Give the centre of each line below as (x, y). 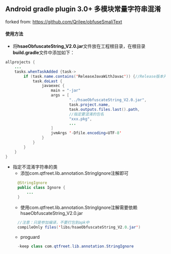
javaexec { (53, 86)
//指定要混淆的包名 (87, 114)
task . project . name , (90, 105)
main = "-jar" (66, 90)
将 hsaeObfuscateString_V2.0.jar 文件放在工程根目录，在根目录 (79, 46)
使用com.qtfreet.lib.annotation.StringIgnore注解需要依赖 (79, 207)
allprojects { (20, 62)
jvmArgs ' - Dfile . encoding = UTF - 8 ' (86, 133)
